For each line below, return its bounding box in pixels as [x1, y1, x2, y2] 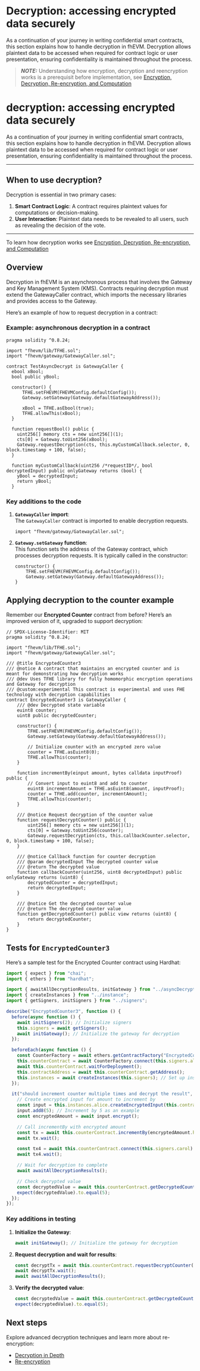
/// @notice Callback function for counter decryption [17, 854, 156, 859]
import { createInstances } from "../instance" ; [6, 992, 129, 998]
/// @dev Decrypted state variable [17, 702, 105, 708]
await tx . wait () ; [17, 1135, 60, 1141]
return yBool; [17, 478, 52, 484]
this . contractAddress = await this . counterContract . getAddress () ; [17, 1069, 185, 1075]
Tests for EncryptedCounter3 [6, 943, 110, 953]
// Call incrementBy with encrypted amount [17, 1124, 127, 1130]
